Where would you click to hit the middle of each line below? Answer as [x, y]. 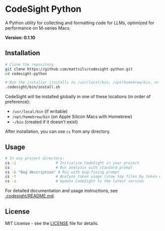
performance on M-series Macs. [38, 28]
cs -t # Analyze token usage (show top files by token [81, 177]
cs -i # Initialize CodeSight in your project [72, 163]
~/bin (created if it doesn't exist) [45, 122]
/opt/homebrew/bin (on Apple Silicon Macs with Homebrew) [72, 116]
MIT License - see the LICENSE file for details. [52, 223]
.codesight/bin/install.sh [33, 87]
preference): [18, 102]
